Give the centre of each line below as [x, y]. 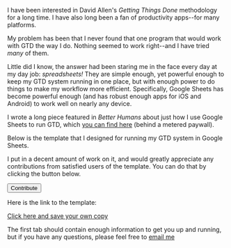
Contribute [24, 188]
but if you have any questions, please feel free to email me [91, 237]
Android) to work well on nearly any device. [70, 103]
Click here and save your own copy [58, 216]
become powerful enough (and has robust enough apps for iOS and [104, 96]
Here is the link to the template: [52, 202]
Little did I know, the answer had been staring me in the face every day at [112, 67]
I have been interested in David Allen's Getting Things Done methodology [112, 10]
